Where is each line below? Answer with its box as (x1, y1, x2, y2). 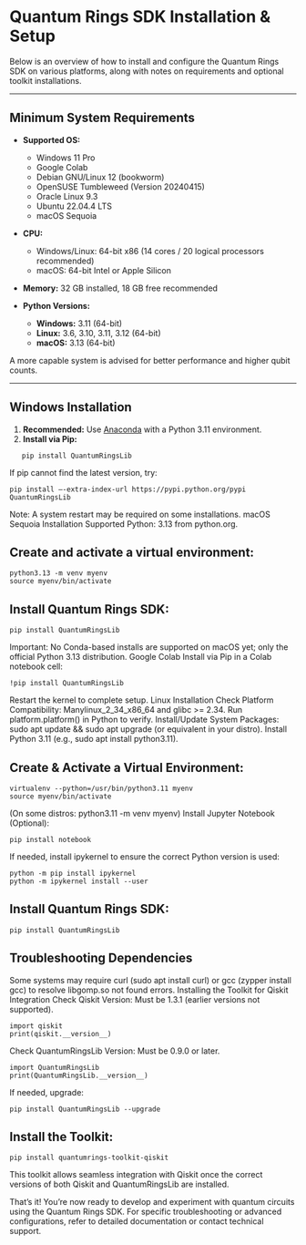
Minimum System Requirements (9, 110, 196, 126)
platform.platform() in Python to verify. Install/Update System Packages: (9, 714, 280, 725)
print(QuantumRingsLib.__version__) (9, 1071, 148, 1080)
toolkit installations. (9, 75, 82, 86)
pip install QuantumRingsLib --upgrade (9, 1105, 161, 1114)
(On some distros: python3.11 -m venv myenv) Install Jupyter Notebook (9, 808, 276, 818)
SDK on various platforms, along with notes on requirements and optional (9, 66, 284, 77)
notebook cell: (9, 661, 64, 672)
